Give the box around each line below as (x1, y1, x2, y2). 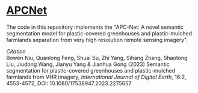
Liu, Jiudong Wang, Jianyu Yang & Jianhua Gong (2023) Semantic (6, 61, 170, 68)
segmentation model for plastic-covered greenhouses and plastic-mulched (6, 29, 193, 37)
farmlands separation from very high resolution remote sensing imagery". (6, 36, 188, 43)
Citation (6, 47, 26, 55)
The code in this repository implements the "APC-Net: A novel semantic (6, 23, 184, 31)
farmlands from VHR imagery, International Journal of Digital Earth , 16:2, (6, 73, 187, 80)
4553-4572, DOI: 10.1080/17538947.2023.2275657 (6, 79, 132, 87)
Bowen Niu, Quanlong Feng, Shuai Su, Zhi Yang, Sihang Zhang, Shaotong (6, 54, 188, 61)
